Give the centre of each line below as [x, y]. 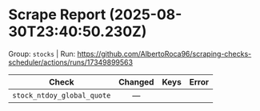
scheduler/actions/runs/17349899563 [71, 62]
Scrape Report [57, 15]
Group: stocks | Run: [42, 54]
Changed [136, 81]
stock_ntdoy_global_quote [62, 95]
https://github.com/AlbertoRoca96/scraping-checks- [164, 54]
